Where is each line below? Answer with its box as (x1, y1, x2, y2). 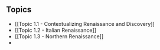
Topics (6, 5, 32, 15)
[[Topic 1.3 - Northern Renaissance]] (14, 32, 104, 40)
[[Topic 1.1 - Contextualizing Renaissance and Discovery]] (14, 20, 155, 27)
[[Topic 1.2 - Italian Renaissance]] (14, 26, 96, 34)
